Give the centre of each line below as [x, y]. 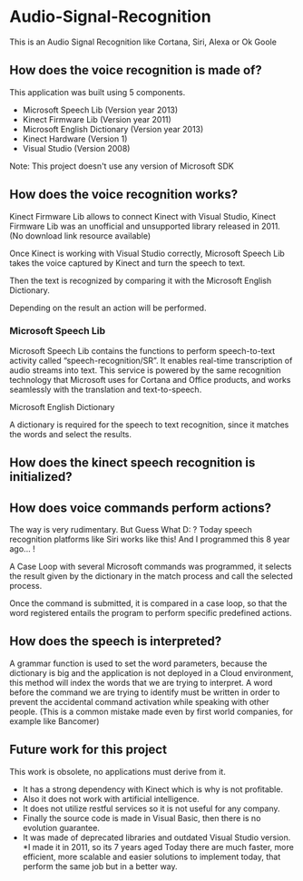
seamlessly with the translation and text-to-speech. [106, 389]
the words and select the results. [71, 434]
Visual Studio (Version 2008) [76, 148]
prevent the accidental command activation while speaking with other [139, 701]
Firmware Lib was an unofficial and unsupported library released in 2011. [145, 226]
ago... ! [22, 549]
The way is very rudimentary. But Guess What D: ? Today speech [131, 530]
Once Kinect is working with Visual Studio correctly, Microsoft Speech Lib [147, 253]
